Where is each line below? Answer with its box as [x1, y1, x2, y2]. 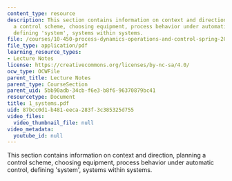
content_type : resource [7, 10, 76, 17]
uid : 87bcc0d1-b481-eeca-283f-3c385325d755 [7, 106, 135, 113]
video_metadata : [7, 126, 54, 133]
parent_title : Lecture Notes [7, 74, 91, 82]
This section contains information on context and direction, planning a [7, 151, 206, 160]
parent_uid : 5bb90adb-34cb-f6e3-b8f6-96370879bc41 [7, 87, 156, 94]
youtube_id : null [13, 132, 64, 139]
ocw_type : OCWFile [7, 68, 60, 75]
